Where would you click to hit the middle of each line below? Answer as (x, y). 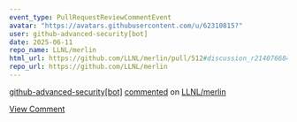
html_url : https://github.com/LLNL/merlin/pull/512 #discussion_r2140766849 (152, 58)
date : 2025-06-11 (41, 42)
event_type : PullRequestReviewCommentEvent (91, 17)
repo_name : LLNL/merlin (53, 50)
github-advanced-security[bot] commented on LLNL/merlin (118, 91)
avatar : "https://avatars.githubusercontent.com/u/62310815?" (126, 26)
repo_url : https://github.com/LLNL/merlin (88, 67)
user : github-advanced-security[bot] (79, 34)
